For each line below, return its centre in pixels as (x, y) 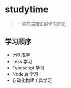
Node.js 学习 (25, 74)
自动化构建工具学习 (32, 80)
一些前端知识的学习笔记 (41, 24)
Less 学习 (22, 61)
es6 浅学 (21, 55)
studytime (27, 9)
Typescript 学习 (28, 68)
